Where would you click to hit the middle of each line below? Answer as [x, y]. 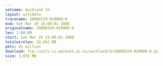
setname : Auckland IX [27, 10]
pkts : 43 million [23, 47]
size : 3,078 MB [21, 56]
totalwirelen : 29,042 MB [31, 42]
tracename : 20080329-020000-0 [36, 19]
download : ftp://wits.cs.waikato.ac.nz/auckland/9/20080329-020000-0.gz [82, 51]
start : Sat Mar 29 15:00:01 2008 [40, 38]
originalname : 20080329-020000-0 [40, 28]
